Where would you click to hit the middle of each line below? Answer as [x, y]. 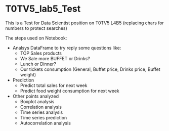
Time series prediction [44, 117]
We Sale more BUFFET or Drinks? [55, 58]
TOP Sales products [41, 53]
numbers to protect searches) [36, 28]
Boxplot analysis [37, 101]
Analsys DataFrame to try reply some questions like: [67, 48]
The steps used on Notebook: [36, 38]
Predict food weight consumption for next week [70, 91]
